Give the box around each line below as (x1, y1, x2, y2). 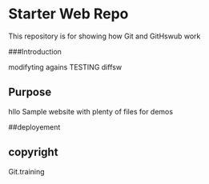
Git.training (8, 166, 46, 176)
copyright (8, 146, 58, 159)
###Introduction (8, 46, 62, 56)
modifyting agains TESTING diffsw (8, 62, 123, 72)
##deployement (8, 122, 61, 132)
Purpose (8, 86, 52, 99)
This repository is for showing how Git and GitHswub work (8, 31, 201, 41)
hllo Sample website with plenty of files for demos (8, 106, 174, 116)
